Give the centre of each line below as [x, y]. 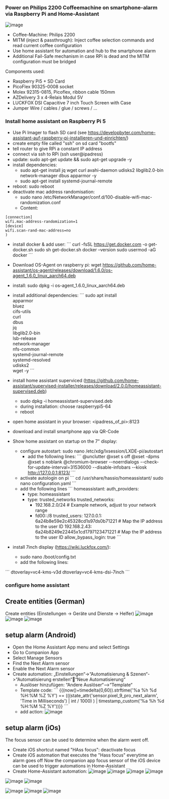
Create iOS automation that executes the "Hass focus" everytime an [83, 755]
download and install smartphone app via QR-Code [66, 431]
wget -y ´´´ [23, 370]
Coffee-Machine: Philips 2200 [44, 35]
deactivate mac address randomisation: [53, 192]
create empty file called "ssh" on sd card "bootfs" [64, 143]
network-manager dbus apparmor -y [58, 175]
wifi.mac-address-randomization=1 [42, 221]
